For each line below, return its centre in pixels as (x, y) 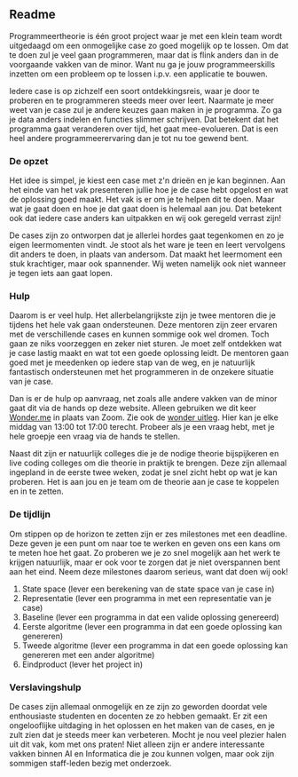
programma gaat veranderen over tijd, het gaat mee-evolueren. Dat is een (144, 129)
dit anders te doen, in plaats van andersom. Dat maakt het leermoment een (146, 254)
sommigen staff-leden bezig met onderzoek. (90, 763)
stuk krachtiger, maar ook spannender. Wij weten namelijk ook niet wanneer (148, 264)
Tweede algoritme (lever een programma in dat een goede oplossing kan (155, 645)
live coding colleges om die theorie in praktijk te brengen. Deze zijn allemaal (148, 463)
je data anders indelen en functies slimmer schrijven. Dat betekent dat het (144, 119)
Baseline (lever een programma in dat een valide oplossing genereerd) (150, 617)
